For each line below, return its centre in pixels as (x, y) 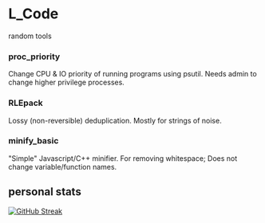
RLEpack (26, 103)
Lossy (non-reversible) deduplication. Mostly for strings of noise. (115, 120)
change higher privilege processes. (67, 82)
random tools (30, 36)
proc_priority (34, 57)
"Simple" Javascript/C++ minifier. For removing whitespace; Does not (123, 158)
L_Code (34, 14)
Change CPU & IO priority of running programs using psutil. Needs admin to (132, 74)
